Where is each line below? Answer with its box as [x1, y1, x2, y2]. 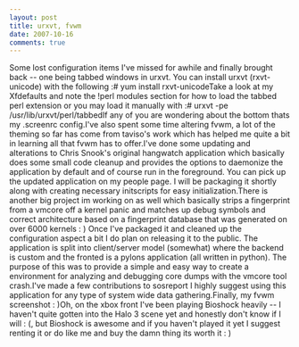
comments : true [9, 37, 66, 47]
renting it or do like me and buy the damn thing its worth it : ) [9, 327, 232, 339]
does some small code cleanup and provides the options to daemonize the [9, 157, 284, 168]
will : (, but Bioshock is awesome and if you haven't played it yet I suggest [9, 318, 281, 329]
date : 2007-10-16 [9, 29, 74, 38]
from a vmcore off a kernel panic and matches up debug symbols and [9, 204, 266, 215]
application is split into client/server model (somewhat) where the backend [9, 243, 284, 253]
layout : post [9, 12, 58, 22]
